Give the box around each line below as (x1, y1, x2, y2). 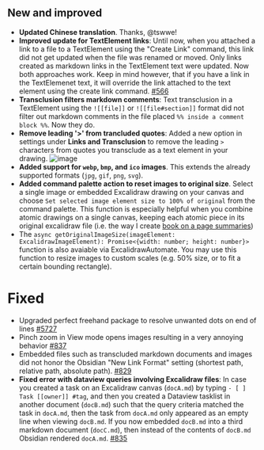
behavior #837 (18, 341, 67, 350)
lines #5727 (18, 324, 57, 334)
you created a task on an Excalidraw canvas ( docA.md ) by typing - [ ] (18, 383, 247, 392)
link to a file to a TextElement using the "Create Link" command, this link (18, 44, 255, 54)
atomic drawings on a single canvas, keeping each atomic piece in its (18, 212, 245, 222)
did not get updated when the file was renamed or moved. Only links (18, 52, 242, 62)
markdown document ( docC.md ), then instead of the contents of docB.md (18, 425, 251, 434)
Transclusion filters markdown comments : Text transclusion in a (18, 94, 233, 104)
